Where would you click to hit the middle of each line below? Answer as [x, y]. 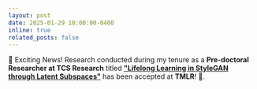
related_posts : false [44, 37]
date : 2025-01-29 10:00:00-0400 [61, 23]
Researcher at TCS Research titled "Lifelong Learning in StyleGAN [118, 69]
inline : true [30, 30]
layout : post [30, 15]
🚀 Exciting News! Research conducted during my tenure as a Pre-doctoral [129, 60]
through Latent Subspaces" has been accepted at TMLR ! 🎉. [106, 76]
